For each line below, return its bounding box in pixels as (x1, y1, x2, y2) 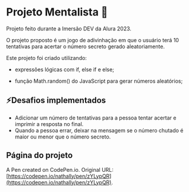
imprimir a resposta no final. (14, 120, 84, 127)
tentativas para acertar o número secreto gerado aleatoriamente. (6, 43, 165, 50)
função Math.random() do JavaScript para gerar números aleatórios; (14, 77, 183, 84)
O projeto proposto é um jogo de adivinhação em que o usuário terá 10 (6, 36, 179, 43)
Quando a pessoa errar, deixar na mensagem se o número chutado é (14, 127, 184, 134)
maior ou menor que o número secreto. (14, 133, 111, 140)
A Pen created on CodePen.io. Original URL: (6, 166, 114, 173)
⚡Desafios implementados (6, 95, 106, 106)
